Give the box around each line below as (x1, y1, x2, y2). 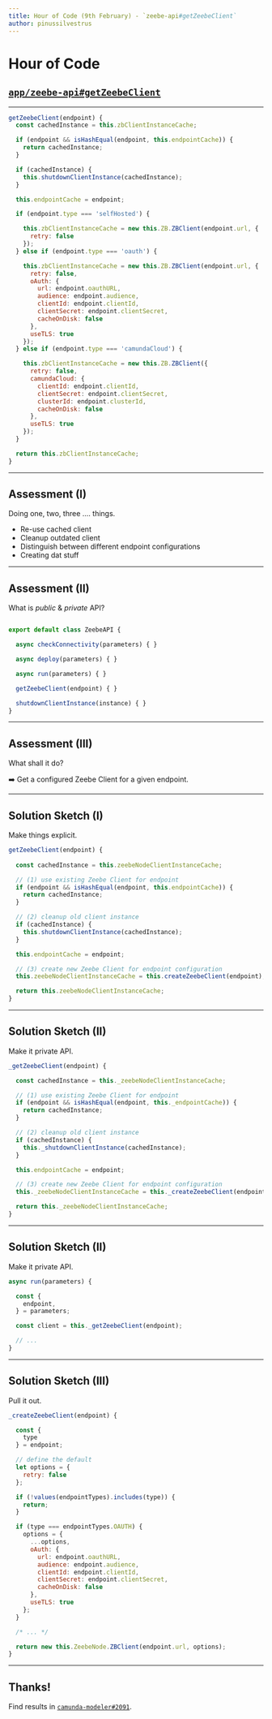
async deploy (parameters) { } (15, 655, 117, 663)
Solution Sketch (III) (8, 1374, 110, 1388)
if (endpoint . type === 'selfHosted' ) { (15, 210, 151, 218)
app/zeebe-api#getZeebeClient (8, 87, 161, 98)
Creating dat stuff (19, 550, 79, 560)
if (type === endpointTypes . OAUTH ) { (15, 1523, 143, 1531)
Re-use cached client (19, 524, 91, 534)
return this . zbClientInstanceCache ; (15, 450, 139, 458)
